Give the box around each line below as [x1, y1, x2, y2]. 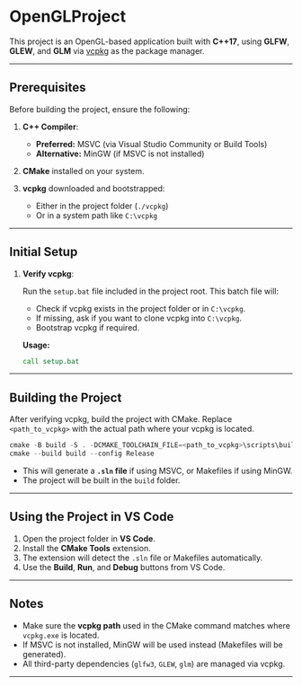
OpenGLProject [9, 6, 127, 27]
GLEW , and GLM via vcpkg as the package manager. [9, 45, 205, 56]
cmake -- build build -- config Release [9, 449, 155, 459]
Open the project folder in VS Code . [22, 532, 155, 544]
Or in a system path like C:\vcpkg [35, 209, 158, 221]
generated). [22, 648, 67, 659]
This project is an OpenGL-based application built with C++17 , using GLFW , [9, 36, 290, 47]
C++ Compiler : [22, 121, 79, 132]
